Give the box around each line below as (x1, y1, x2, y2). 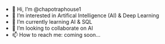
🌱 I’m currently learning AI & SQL (11, 18, 92, 25)
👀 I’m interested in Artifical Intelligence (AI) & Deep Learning (11, 12, 160, 19)
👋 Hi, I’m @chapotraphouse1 (11, 6, 82, 12)
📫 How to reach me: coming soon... (11, 32, 101, 38)
